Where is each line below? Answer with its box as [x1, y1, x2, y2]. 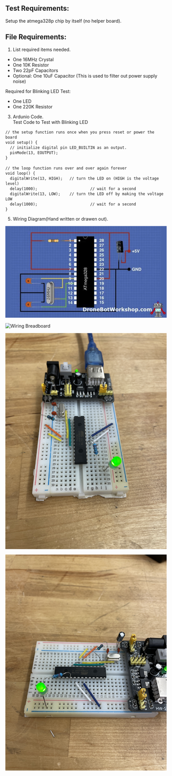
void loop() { [5, 171, 36, 176]
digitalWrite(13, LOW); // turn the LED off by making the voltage [10, 191, 164, 196]
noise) [12, 78, 27, 84]
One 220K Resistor [12, 103, 53, 110]
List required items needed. [12, 46, 71, 52]
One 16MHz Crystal [12, 56, 54, 62]
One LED [12, 98, 32, 104]
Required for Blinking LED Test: [5, 88, 71, 94]
